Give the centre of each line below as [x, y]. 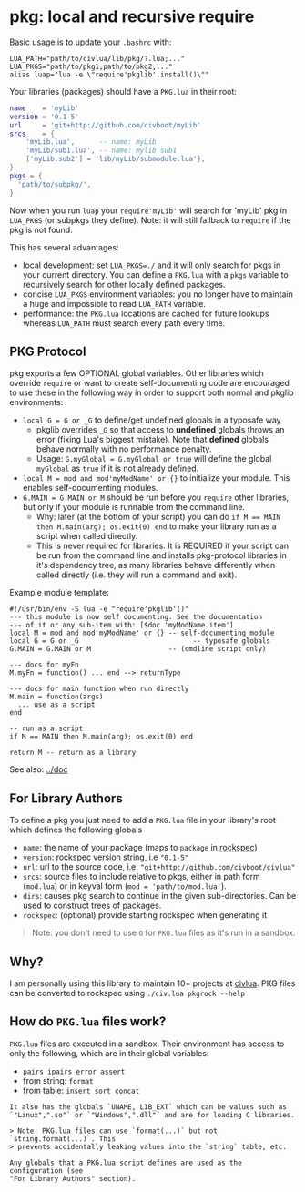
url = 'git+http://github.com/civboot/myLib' [106, 125]
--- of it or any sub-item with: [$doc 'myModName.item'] [122, 626]
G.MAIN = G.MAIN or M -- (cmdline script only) [138, 649]
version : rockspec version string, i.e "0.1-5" [106, 857]
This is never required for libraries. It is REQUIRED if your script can [163, 546]
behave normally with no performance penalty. [124, 449]
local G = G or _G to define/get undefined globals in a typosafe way [152, 420]
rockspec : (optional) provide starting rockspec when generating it [145, 915]
